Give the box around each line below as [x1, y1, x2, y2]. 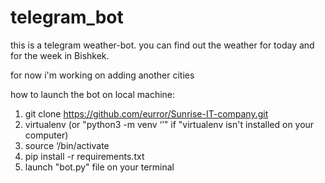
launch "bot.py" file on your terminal [24, 161, 175, 173]
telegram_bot [10, 6, 124, 29]
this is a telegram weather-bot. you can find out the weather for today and [10, 39, 315, 51]
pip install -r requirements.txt [24, 150, 145, 162]
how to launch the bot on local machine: [10, 88, 176, 100]
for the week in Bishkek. [10, 49, 110, 61]
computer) [24, 129, 69, 141]
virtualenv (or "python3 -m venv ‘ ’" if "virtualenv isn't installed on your [24, 118, 315, 130]
